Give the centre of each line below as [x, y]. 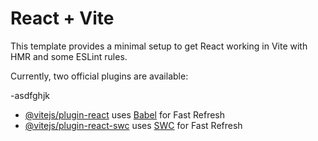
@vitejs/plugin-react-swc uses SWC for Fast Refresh [133, 125]
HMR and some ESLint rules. [69, 56]
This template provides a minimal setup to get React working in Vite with [159, 46]
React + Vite [62, 18]
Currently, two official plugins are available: [99, 76]
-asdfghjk [30, 95]
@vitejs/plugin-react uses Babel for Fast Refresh [125, 114]
